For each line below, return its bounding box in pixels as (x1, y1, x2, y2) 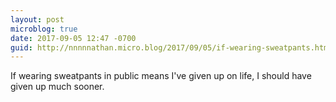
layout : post (10, 14, 65, 25)
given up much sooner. (10, 81, 105, 93)
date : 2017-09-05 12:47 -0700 (10, 33, 137, 43)
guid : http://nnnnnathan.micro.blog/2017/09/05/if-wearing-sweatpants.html (10, 42, 333, 53)
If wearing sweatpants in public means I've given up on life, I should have (10, 70, 312, 82)
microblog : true (10, 24, 78, 34)
